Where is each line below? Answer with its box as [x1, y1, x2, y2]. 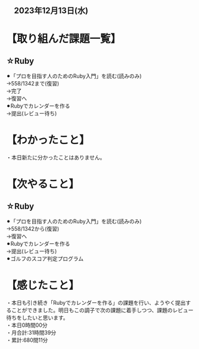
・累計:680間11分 [6, 336, 48, 344]
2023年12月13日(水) [14, 5, 88, 16]
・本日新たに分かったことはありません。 [6, 154, 105, 161]
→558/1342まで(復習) [6, 80, 60, 87]
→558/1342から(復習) [6, 225, 60, 232]
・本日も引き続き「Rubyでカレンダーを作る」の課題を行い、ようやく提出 [6, 299, 186, 307]
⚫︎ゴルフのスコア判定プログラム [6, 255, 84, 262]
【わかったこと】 [6, 133, 91, 146]
